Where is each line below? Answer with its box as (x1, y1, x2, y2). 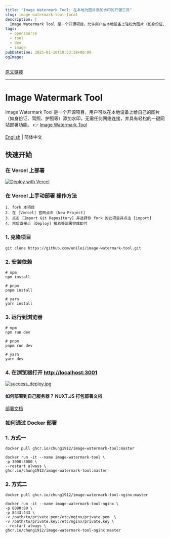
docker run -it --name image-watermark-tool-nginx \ (5, 502, 119, 507)
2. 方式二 (5, 480, 27, 487)
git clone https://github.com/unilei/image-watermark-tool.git (5, 245, 142, 251)
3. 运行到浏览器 (5, 313, 43, 320)
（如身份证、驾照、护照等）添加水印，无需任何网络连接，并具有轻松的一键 (5, 115, 160, 121)
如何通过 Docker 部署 (5, 419, 57, 426)
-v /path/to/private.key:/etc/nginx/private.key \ (5, 519, 114, 524)
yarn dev (5, 356, 24, 362)
